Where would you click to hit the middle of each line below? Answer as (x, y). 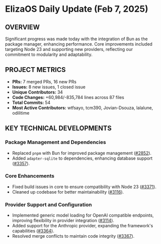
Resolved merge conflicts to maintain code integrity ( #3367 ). (73, 236)
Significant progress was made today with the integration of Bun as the (76, 39)
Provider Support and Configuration (49, 204)
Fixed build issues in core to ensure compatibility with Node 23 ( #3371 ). (84, 187)
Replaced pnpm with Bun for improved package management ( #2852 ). (82, 153)
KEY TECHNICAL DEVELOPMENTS (58, 128)
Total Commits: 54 (31, 102)
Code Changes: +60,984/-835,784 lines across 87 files (68, 97)
